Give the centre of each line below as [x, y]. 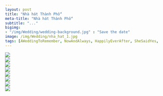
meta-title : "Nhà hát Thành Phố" [39, 18]
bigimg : [13, 28]
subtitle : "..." [22, 23]
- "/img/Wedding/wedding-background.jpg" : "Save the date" [68, 32]
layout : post [18, 9]
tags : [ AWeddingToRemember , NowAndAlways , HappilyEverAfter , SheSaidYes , [82, 41]
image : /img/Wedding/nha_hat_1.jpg [41, 37]
